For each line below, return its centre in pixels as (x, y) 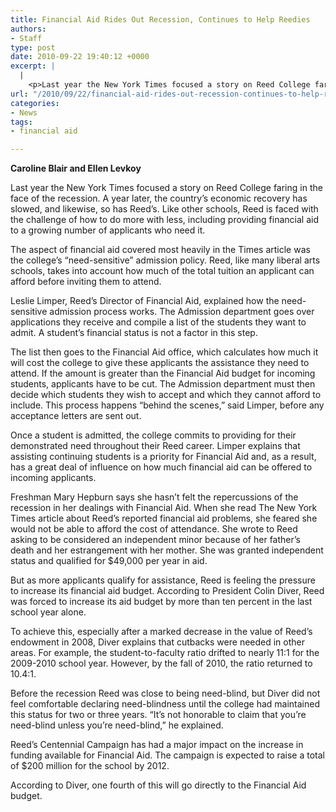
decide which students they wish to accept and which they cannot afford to (166, 395)
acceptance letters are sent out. (76, 416)
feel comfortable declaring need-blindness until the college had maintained (165, 704)
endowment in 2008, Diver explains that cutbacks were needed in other (158, 642)
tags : (21, 122)
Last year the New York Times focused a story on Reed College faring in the (166, 188)
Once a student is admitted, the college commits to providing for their (153, 435)
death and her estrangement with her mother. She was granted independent (167, 550)
